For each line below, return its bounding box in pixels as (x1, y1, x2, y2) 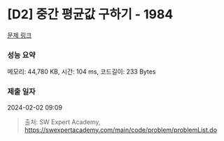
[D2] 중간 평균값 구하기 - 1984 (7, 6, 174, 22)
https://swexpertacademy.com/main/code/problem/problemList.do (24, 126, 218, 134)
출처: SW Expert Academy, (24, 117, 101, 126)
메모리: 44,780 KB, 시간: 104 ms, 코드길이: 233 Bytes (7, 67, 156, 76)
